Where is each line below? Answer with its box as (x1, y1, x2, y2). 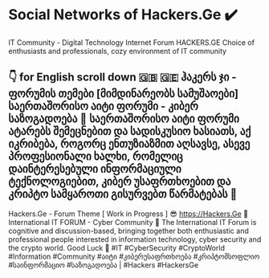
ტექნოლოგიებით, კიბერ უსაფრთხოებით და (8, 175, 231, 189)
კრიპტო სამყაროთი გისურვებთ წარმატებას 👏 (8, 187, 238, 201)
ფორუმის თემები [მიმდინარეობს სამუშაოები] (8, 87, 239, 100)
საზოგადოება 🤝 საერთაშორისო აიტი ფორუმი (8, 112, 239, 126)
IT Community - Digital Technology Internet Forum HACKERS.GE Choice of (8, 37, 255, 47)
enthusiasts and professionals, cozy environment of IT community (8, 46, 227, 55)
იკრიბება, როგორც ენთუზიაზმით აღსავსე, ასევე (8, 137, 251, 151)
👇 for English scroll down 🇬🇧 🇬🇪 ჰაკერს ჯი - (8, 71, 237, 84)
